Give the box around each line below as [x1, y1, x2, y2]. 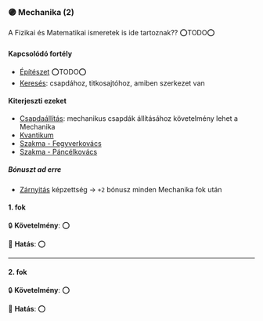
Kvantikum [19, 130, 54, 140]
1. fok [8, 202, 26, 212]
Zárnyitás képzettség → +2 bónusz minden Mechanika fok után [19, 184, 222, 194]
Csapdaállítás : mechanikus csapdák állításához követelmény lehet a [19, 113, 239, 123]
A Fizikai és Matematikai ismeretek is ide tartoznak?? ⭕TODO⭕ [8, 28, 215, 38]
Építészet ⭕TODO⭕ [19, 67, 87, 76]
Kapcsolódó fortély [8, 49, 73, 58]
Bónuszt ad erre [8, 165, 62, 174]
